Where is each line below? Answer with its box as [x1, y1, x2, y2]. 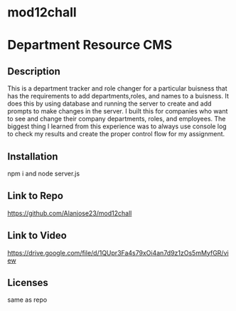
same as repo [7, 295, 48, 304]
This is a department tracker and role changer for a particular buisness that [7, 84, 227, 93]
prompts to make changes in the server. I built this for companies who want [7, 107, 228, 116]
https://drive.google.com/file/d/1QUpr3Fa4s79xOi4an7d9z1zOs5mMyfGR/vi [7, 248, 229, 257]
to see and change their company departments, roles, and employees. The [7, 115, 226, 123]
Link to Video [7, 230, 68, 242]
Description [7, 65, 60, 77]
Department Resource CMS [7, 37, 173, 53]
